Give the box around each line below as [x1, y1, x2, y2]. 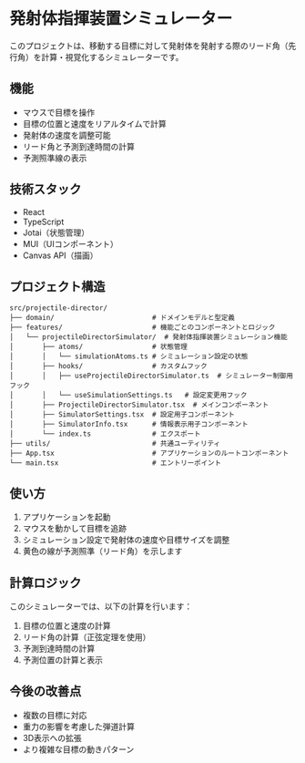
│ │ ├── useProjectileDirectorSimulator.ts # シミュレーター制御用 [9, 371, 294, 381]
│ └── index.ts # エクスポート [9, 429, 201, 438]
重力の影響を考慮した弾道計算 [22, 721, 135, 732]
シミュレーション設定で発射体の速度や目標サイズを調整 [22, 534, 230, 545]
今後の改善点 [9, 684, 82, 699]
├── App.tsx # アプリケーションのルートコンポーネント [9, 449, 290, 459]
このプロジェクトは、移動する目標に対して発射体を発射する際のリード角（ [9, 40, 289, 51]
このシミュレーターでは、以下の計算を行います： [9, 601, 193, 612]
